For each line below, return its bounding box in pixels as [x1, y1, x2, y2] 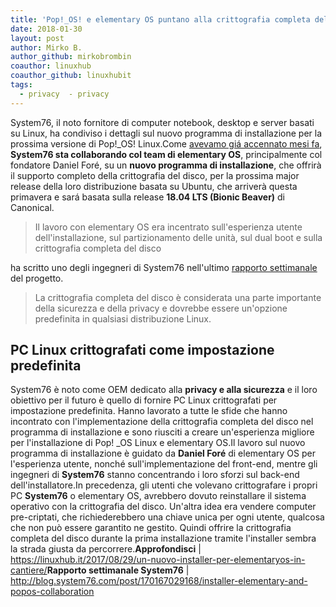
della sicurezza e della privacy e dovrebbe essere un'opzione [34, 302, 288, 314]
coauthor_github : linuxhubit [10, 71, 132, 81]
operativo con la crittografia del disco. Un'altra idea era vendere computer [10, 501, 317, 513]
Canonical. [10, 201, 55, 213]
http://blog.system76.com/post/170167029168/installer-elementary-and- [10, 575, 308, 587]
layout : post [10, 33, 65, 43]
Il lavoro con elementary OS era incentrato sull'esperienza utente [34, 221, 303, 233]
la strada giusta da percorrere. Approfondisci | [10, 543, 202, 555]
